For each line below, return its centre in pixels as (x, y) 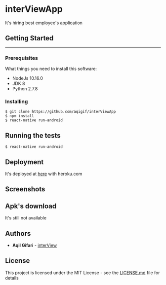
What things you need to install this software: (51, 69)
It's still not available (26, 218)
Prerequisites (21, 58)
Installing (17, 101)
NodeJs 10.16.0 (28, 78)
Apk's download (31, 206)
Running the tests (33, 135)
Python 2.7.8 (25, 89)
